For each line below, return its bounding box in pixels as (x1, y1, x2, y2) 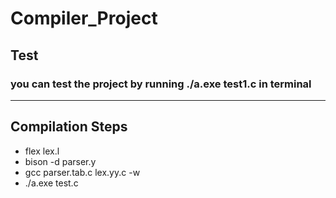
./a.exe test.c (24, 177, 79, 189)
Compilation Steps (10, 118, 128, 136)
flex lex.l (24, 145, 60, 157)
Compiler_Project (10, 7, 158, 30)
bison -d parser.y (24, 155, 97, 167)
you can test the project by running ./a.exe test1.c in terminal (10, 77, 312, 91)
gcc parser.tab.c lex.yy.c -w (24, 166, 141, 178)
